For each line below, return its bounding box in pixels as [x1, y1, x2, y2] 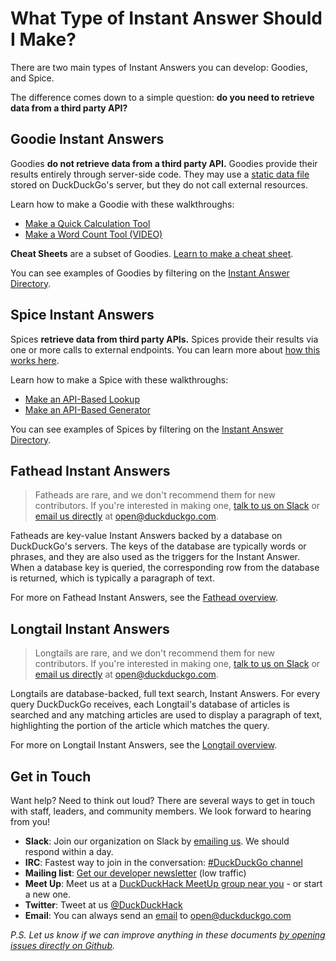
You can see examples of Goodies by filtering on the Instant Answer [10, 267, 290, 279]
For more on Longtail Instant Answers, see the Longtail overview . [10, 739, 278, 751]
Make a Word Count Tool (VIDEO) [24, 228, 163, 240]
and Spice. [10, 72, 55, 84]
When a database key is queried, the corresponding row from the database [10, 562, 320, 574]
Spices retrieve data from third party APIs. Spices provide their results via [10, 333, 319, 345]
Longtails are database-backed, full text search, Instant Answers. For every [10, 688, 321, 700]
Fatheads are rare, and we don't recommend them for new [34, 489, 276, 501]
